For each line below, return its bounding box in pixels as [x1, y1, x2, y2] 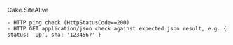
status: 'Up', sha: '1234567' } [7, 31, 101, 38]
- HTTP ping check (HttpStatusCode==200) [7, 19, 130, 26]
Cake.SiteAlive [7, 6, 49, 14]
